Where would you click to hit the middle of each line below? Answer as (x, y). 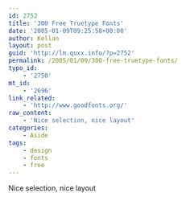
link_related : (32, 98)
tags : (17, 143)
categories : (28, 128)
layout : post (30, 46)
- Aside (35, 135)
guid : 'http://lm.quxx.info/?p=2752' (72, 53)
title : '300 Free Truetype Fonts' (66, 23)
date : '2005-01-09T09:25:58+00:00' (68, 31)
